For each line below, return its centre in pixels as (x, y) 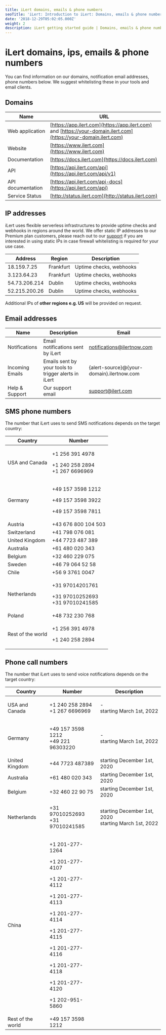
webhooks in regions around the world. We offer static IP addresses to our (81, 231)
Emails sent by (60, 361)
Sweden (17, 564)
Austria (16, 524)
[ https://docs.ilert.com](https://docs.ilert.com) (104, 159)
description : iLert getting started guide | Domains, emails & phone (78, 28)
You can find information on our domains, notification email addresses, (77, 77)
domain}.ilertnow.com (114, 373)
